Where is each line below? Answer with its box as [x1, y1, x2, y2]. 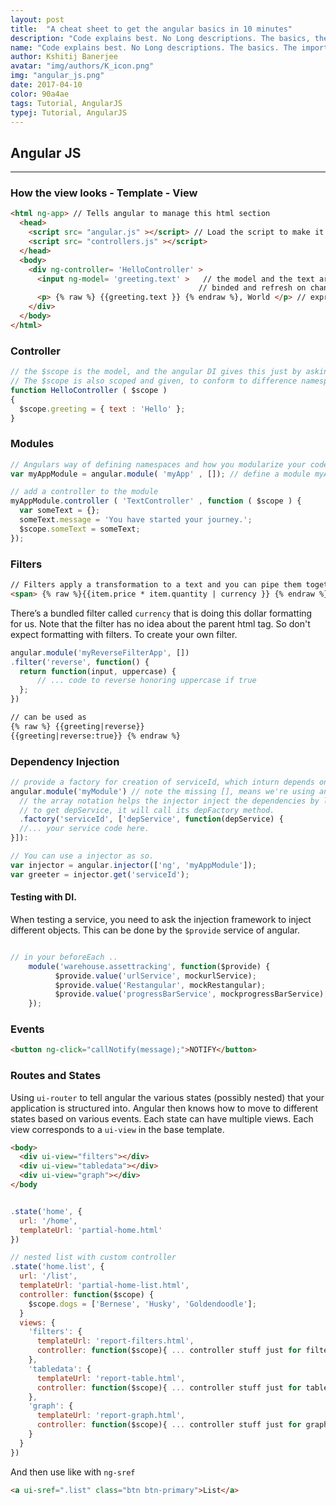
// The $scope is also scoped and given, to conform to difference [10, 376, 298, 386]
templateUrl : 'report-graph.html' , [36, 1411, 186, 1421]
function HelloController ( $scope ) [10, 385, 168, 395]
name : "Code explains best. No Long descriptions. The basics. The [10, 42, 298, 53]
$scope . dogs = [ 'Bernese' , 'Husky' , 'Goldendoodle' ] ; [28, 1299, 257, 1309]
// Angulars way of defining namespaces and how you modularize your [10, 459, 307, 470]
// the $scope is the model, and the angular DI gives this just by [10, 367, 302, 377]
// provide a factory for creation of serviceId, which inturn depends [10, 777, 315, 787]
